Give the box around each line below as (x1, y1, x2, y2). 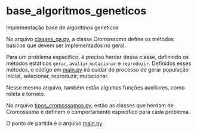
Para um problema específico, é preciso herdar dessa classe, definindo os (6, 53, 189, 60)
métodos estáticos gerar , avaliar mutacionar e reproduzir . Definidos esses (6, 60, 192, 67)
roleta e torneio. (6, 90, 46, 97)
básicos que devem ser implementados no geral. (6, 42, 127, 49)
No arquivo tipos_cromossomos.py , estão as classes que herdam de (6, 101, 174, 109)
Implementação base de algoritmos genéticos (6, 24, 119, 31)
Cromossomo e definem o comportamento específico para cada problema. (6, 108, 190, 115)
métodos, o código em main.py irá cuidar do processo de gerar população (6, 66, 189, 73)
